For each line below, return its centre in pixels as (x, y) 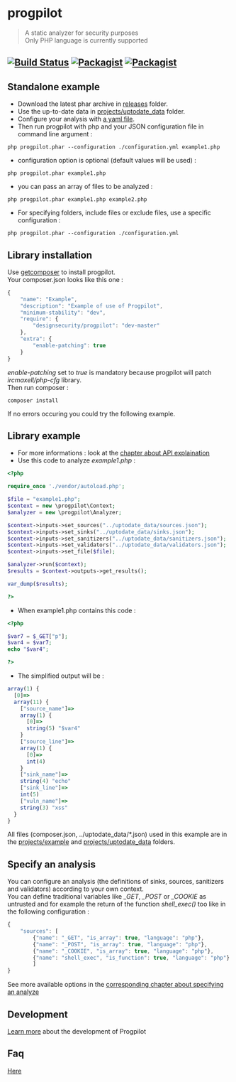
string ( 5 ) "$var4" (53, 729)
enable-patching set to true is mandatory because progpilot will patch (109, 372)
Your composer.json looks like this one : (66, 279)
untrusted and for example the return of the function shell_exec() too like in (117, 904)
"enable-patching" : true (69, 345)
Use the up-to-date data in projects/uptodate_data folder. (101, 112)
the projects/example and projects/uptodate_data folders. (91, 842)
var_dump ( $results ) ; (38, 584)
